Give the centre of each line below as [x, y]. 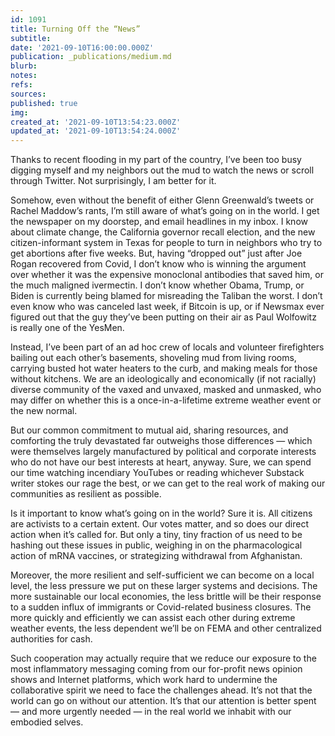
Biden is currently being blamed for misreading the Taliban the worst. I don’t [166, 296]
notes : [24, 76]
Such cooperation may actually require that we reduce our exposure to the [163, 658]
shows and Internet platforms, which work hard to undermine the [144, 680]
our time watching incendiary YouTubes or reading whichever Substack [157, 473]
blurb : [24, 66]
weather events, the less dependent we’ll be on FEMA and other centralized [166, 628]
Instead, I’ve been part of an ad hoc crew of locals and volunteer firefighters [167, 347]
